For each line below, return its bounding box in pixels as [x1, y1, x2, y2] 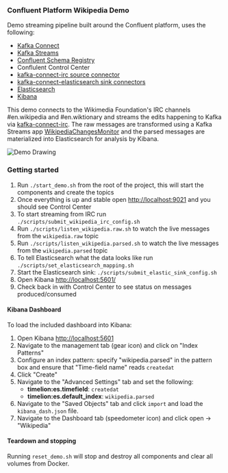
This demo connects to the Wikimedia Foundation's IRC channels [7, 105, 191, 114]
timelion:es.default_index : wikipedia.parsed [27, 392, 155, 400]
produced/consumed [16, 290, 77, 298]
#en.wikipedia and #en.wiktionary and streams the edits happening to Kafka [7, 113, 222, 121]
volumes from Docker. [7, 459, 70, 468]
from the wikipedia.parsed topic [16, 246, 108, 255]
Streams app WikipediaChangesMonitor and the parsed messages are [7, 127, 205, 136]
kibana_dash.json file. [16, 407, 79, 415]
